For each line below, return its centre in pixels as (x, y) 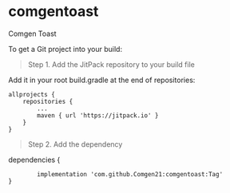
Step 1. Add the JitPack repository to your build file (111, 64)
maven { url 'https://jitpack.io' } (98, 115)
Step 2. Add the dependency (75, 144)
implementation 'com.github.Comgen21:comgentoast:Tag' (130, 174)
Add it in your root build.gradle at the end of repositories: (102, 80)
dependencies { (34, 160)
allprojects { (32, 94)
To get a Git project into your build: (65, 49)
